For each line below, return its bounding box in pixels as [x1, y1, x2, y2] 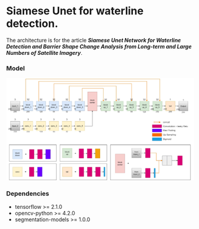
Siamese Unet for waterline [6, 4, 144, 18]
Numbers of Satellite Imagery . [6, 49, 83, 56]
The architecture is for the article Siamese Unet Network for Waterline [6, 36, 181, 44]
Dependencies [6, 190, 49, 198]
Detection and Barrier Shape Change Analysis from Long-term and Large [6, 43, 192, 50]
